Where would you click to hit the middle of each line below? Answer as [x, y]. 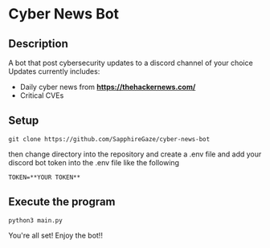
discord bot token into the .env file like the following [94, 162]
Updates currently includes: [54, 71]
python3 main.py [35, 220]
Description [38, 44]
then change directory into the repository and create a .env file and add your [135, 154]
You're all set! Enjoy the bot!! [55, 235]
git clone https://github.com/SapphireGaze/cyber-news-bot [109, 139]
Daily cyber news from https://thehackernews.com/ [108, 87]
